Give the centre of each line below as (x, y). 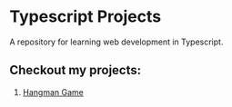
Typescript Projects (86, 17)
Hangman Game (53, 92)
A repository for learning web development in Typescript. (116, 42)
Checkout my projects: (76, 70)
